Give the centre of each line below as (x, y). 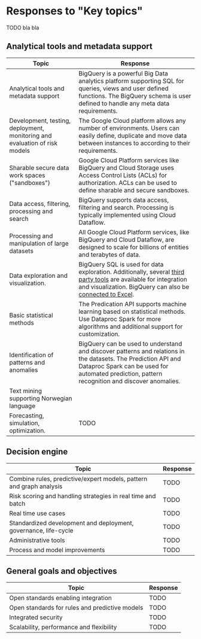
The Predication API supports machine (133, 304)
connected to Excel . (106, 294)
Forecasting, (27, 416)
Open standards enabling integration (60, 598)
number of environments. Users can (129, 128)
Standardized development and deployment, (71, 523)
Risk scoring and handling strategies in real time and (83, 496)
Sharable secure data (39, 168)
